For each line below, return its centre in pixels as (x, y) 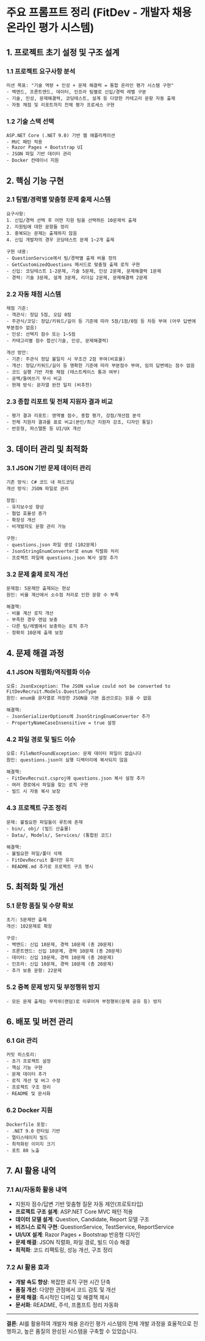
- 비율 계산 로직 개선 (30, 613)
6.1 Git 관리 (22, 1041)
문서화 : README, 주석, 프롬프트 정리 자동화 (67, 1305)
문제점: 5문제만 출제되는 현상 (38, 589)
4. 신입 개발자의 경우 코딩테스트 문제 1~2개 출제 (60, 240)
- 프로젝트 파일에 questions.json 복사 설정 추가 (62, 558)
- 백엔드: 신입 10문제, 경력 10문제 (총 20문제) (60, 945)
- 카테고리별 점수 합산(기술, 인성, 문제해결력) (58, 341)
